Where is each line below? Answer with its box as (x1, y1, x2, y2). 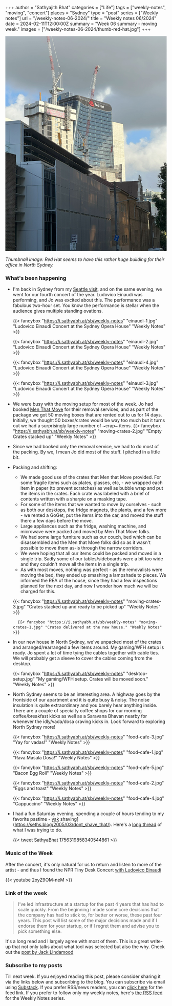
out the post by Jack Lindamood (5, 949, 74, 955)
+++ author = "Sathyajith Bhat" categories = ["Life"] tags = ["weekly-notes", (5, 5, 166, 10)
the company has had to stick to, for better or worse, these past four (17, 912, 162, 918)
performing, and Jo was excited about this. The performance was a (12, 297, 155, 303)
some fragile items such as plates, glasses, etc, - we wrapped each (20, 479, 163, 486)
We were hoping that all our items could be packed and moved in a (20, 550, 161, 557)
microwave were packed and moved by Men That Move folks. (20, 529, 150, 535)
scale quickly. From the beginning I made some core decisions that (17, 906, 159, 912)
